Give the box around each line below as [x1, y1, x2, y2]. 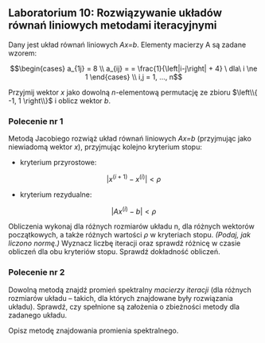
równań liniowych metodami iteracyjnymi [8, 19, 217, 33]
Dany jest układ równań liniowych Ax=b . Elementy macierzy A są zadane [8, 40, 247, 49]
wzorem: [8, 48, 37, 58]
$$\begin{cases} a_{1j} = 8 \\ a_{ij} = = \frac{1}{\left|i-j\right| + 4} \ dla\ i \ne [10, 64, 258, 73]
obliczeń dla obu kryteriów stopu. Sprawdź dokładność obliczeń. [8, 247, 220, 256]
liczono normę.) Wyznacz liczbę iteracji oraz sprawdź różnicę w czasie [8, 238, 241, 249]
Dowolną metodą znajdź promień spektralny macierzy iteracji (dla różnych [8, 285, 252, 295]
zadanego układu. [8, 310, 68, 320]
